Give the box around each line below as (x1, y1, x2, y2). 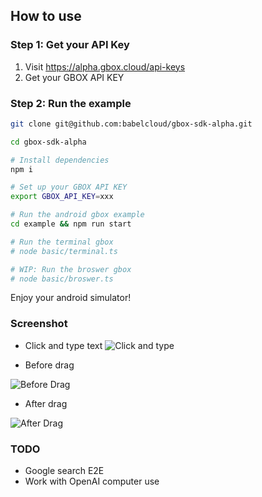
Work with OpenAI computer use (24, 475, 160, 488)
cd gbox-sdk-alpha (10, 137, 87, 147)
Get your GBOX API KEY (24, 71, 125, 83)
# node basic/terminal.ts (10, 246, 118, 256)
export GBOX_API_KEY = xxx (10, 192, 114, 202)
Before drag (24, 359, 75, 371)
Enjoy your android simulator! (10, 292, 132, 304)
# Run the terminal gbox (10, 237, 114, 247)
